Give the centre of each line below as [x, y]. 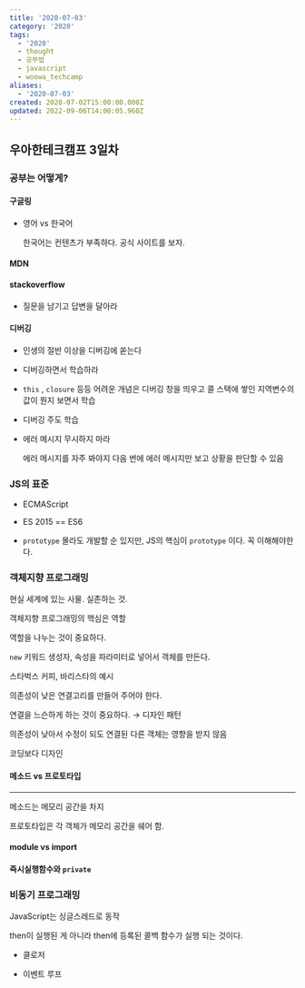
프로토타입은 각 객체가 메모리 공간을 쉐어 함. [87, 825]
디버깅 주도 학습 [50, 420]
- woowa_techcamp [50, 77]
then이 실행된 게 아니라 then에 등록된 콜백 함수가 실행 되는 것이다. [126, 935]
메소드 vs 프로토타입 [45, 776]
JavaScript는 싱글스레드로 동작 [65, 916]
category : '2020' [42, 26]
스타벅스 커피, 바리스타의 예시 [62, 677]
